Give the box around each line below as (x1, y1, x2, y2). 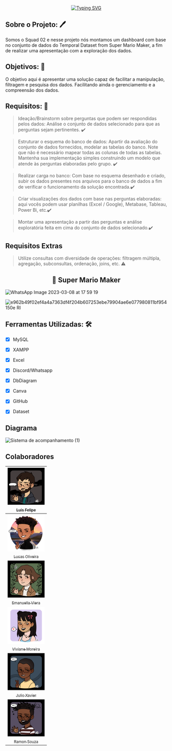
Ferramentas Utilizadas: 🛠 (5, 320, 92, 329)
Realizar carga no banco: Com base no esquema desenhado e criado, (17, 173, 166, 179)
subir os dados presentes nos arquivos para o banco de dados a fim (17, 178, 163, 185)
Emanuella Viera (12, 600, 41, 606)
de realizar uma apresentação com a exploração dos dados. (5, 47, 132, 53)
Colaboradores (5, 452, 54, 461)
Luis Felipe (16, 507, 36, 512)
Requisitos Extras (5, 242, 63, 250)
